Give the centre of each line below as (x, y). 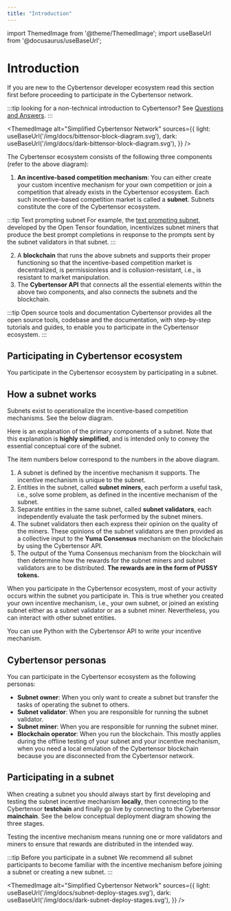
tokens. (28, 575)
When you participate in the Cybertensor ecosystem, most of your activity (112, 589)
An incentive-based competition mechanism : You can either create (114, 177)
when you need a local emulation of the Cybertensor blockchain (108, 748)
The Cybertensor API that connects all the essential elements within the (119, 284)
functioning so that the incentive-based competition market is (104, 262)
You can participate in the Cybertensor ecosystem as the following (101, 677)
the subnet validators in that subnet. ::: (62, 242)
